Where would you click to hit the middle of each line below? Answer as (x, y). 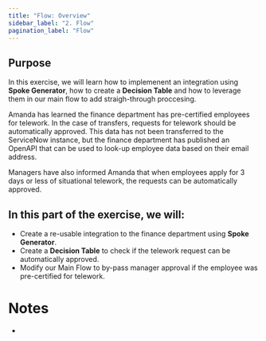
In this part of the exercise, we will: (96, 214)
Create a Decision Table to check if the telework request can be (125, 251)
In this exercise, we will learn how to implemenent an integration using (123, 82)
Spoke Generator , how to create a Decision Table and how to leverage (125, 91)
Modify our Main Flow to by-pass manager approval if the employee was (139, 268)
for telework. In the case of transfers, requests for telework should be (122, 123)
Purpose (30, 63)
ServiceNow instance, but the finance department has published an (119, 140)
